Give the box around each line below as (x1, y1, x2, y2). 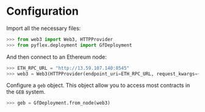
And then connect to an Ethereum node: (6, 53, 107, 61)
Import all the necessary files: (6, 24, 81, 32)
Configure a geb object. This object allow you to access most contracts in (6, 81, 190, 89)
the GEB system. (6, 88, 46, 95)
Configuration (6, 4, 79, 18)
